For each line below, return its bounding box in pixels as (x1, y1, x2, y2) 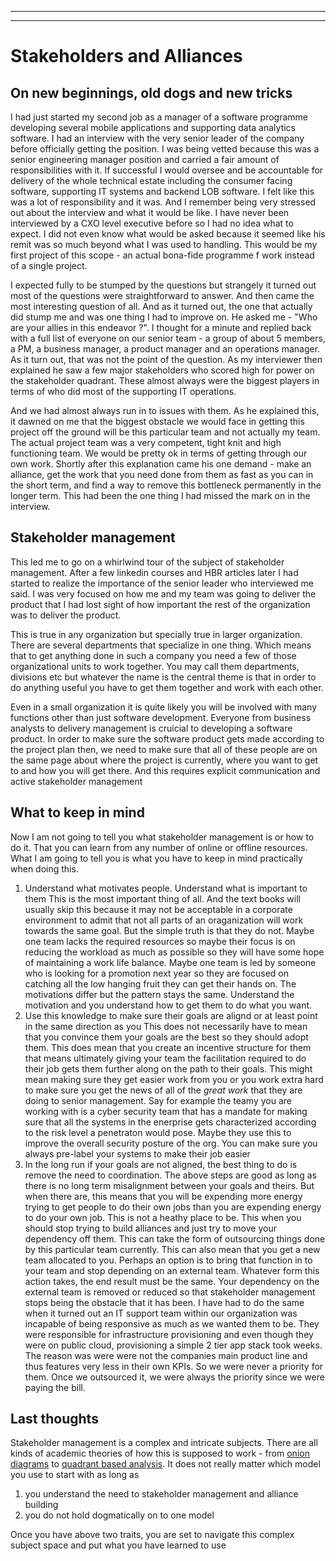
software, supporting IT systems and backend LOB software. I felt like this (10, 186, 315, 197)
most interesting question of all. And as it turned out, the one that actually (10, 301, 313, 312)
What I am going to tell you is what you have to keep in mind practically (10, 852, 303, 864)
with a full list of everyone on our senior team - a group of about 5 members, (10, 332, 326, 344)
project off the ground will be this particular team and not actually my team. (10, 426, 321, 438)
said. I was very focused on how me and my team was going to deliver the (10, 587, 317, 600)
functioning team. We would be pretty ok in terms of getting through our (10, 447, 308, 459)
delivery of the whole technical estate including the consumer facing (10, 175, 293, 186)
